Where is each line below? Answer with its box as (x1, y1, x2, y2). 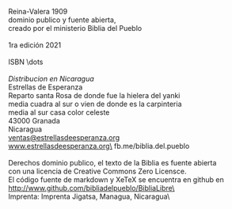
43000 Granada (8, 116, 61, 125)
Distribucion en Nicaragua (8, 74, 95, 83)
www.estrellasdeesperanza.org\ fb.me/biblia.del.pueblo (8, 142, 190, 150)
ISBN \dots (8, 57, 44, 66)
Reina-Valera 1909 (8, 7, 68, 16)
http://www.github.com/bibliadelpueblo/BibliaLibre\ (8, 184, 175, 192)
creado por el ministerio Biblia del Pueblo (8, 24, 143, 32)
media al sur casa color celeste (8, 108, 110, 117)
